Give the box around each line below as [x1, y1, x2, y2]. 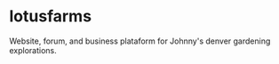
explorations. [9, 44, 58, 55]
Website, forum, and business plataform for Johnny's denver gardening [9, 36, 271, 46]
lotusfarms [9, 6, 92, 27]
